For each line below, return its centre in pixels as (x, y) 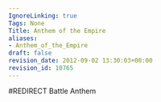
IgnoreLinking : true (43, 16)
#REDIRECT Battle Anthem (52, 91)
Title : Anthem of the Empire (57, 31)
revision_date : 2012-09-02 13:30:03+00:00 (80, 61)
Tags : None (27, 23)
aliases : (23, 38)
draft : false (30, 53)
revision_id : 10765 (41, 68)
